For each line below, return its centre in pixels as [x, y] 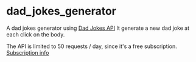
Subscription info [28, 52]
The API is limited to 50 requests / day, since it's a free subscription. [92, 46]
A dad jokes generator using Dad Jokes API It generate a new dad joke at [98, 28]
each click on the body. [36, 34]
